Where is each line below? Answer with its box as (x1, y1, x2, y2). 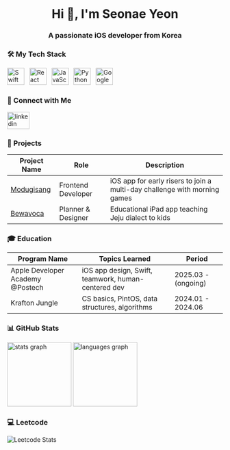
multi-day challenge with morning (110, 185, 220, 194)
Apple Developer (10, 266, 65, 275)
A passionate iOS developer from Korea (47, 31, 183, 40)
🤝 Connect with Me (7, 96, 72, 105)
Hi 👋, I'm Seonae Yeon (51, 6, 179, 22)
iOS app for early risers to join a (110, 176, 212, 186)
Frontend (59, 181, 89, 190)
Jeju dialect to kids (110, 213, 171, 222)
